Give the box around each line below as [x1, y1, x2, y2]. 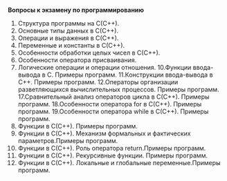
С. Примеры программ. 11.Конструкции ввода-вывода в [46, 70, 213, 79]
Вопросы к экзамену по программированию [8, 6, 145, 14]
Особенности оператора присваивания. [17, 56, 137, 64]
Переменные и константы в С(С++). [17, 41, 125, 49]
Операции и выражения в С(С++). [17, 34, 119, 42]
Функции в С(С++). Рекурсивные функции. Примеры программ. [17, 151, 208, 160]
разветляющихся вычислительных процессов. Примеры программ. [17, 86, 220, 93]
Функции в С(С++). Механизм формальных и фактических [17, 129, 191, 137]
